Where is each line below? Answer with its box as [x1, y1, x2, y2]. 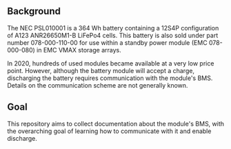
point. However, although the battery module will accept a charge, [7, 66, 195, 74]
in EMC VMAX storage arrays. [37, 46, 122, 54]
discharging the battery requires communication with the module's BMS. [7, 74, 213, 82]
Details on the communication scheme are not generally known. [7, 81, 188, 89]
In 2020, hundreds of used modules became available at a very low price [7, 59, 214, 68]
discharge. [7, 134, 38, 142]
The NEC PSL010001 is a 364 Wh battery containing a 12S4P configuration [7, 23, 219, 32]
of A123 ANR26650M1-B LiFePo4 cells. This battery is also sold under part [7, 31, 219, 39]
